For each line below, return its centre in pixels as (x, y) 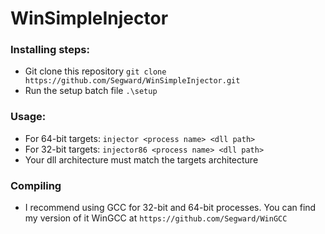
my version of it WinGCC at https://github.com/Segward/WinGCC (156, 218)
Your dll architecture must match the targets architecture (141, 159)
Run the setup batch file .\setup (91, 91)
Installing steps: (50, 50)
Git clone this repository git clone (95, 71)
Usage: (28, 117)
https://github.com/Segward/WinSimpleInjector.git (132, 81)
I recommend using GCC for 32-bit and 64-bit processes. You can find (170, 208)
